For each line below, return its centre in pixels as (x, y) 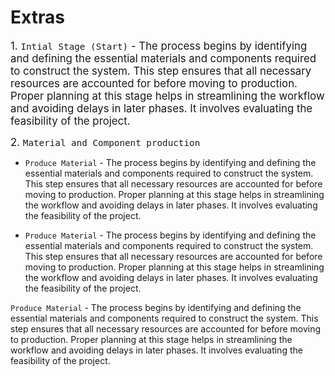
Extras (37, 17)
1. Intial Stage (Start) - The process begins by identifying (159, 46)
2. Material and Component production (105, 142)
